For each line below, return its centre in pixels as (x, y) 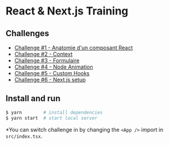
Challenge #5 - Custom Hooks (52, 73)
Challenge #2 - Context (43, 54)
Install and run (33, 98)
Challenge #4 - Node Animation (54, 67)
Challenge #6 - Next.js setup (50, 80)
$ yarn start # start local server (51, 118)
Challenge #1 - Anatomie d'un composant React (73, 48)
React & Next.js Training (67, 11)
